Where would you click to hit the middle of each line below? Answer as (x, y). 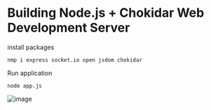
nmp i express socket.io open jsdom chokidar (75, 60)
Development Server (69, 28)
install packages (31, 47)
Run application (30, 73)
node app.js (25, 85)
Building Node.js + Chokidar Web (106, 13)
